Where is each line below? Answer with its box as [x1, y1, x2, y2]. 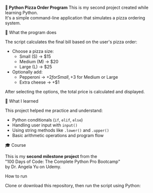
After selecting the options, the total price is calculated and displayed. [5, 89, 145, 94]
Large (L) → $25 [19, 64, 52, 70]
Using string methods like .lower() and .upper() [12, 127, 109, 133]
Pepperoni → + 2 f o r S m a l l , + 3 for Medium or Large [19, 74, 118, 80]
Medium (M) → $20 [19, 59, 59, 64]
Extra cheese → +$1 [19, 79, 60, 85]
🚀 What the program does [5, 30, 57, 35]
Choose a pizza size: [12, 49, 54, 54]
